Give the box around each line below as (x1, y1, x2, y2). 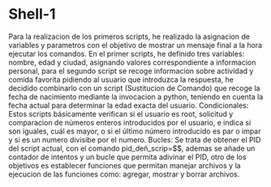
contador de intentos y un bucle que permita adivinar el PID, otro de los (8, 151, 247, 162)
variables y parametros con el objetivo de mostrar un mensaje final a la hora (8, 40, 262, 49)
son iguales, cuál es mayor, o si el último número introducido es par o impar (8, 126, 261, 136)
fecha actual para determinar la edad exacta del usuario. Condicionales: (8, 100, 249, 110)
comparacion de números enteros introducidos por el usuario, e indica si (8, 117, 252, 127)
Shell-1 (8, 5, 56, 23)
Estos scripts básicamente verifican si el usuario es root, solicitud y (8, 108, 234, 118)
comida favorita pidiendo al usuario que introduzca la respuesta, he (8, 74, 234, 84)
